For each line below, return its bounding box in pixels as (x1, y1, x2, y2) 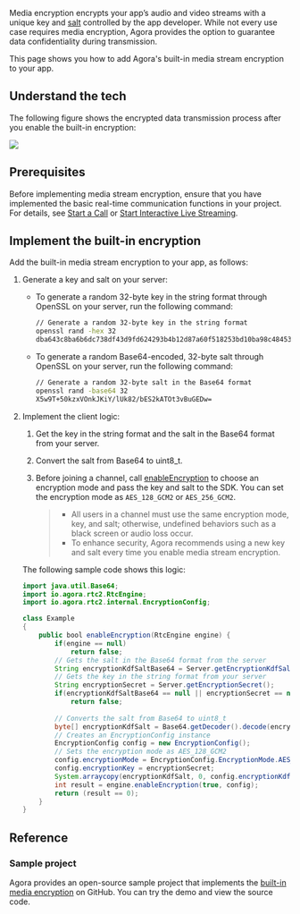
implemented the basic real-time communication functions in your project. (9, 198, 282, 208)
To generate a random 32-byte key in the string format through (35, 292, 268, 302)
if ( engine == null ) (54, 639, 128, 647)
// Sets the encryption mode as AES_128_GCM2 (54, 747, 227, 757)
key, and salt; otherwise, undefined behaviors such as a (71, 518, 277, 529)
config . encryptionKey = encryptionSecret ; (54, 764, 215, 773)
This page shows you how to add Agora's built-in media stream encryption (9, 54, 284, 63)
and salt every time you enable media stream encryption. (71, 546, 281, 557)
